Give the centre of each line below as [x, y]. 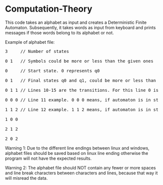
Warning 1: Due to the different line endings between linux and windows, [77, 148]
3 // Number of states [37, 51]
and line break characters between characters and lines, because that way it [81, 173]
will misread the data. [26, 178]
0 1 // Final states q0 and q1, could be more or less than [81, 80]
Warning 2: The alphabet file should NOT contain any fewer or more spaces [81, 168]
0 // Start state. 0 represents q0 [52, 71]
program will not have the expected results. [48, 158]
